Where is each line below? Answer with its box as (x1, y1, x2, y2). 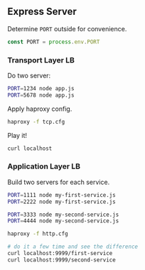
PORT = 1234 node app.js (7, 85, 75, 92)
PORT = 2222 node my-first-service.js (7, 198, 116, 205)
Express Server (7, 6, 77, 18)
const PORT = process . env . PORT (7, 38, 100, 45)
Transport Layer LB (7, 55, 75, 65)
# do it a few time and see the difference (7, 243, 139, 251)
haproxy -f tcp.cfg (7, 118, 65, 125)
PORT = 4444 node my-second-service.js (7, 217, 119, 225)
